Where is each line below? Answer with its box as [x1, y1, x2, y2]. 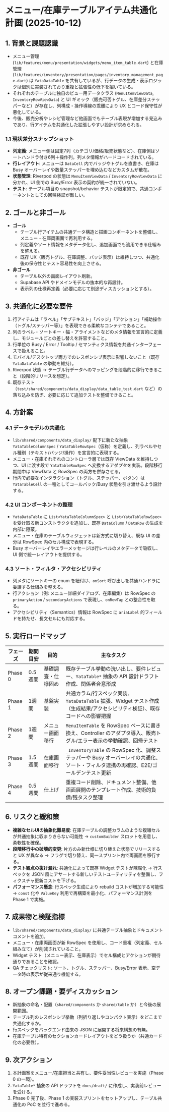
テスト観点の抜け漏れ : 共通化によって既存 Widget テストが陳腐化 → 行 [12, 865, 158, 871]
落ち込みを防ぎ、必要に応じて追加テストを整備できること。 [12, 392, 136, 398]
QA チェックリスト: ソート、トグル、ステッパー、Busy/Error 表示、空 [12, 965, 156, 971]
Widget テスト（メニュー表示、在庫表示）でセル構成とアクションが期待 [12, 952, 161, 958]
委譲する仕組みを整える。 [12, 584, 66, 590]
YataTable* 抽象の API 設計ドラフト [75, 673, 159, 680]
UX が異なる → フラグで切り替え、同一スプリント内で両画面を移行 [18, 852, 156, 858]
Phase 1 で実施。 [12, 896, 48, 902]
